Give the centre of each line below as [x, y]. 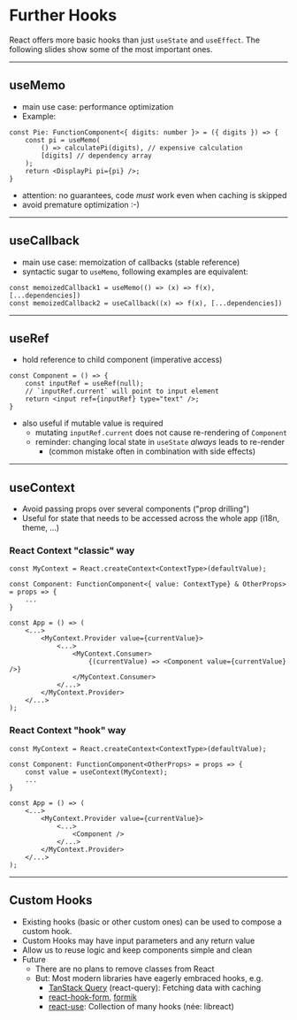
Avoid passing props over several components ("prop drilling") [136, 509]
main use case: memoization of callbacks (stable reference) [131, 262]
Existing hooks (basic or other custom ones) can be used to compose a [152, 922]
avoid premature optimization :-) [80, 204]
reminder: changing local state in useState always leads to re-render [160, 442]
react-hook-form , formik [92, 997]
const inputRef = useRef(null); [84, 384]
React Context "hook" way [68, 731]
